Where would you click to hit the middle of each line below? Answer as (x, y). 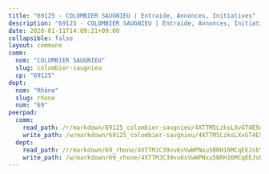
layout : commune (35, 46)
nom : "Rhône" (37, 90)
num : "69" (32, 105)
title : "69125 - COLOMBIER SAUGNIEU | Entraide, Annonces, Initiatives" (132, 16)
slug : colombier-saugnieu (59, 68)
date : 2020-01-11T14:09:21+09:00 (64, 30)
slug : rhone (36, 98)
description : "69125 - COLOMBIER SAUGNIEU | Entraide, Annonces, (119, 23)
